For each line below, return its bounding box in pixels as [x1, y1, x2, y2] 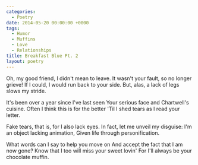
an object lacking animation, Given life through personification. [6, 129, 159, 137]
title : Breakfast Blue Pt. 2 [6, 53, 78, 59]
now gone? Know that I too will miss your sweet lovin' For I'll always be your [6, 147, 192, 154]
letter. [6, 111, 21, 119]
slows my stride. [6, 87, 46, 94]
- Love [11, 42, 28, 48]
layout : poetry [6, 58, 44, 64]
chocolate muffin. [6, 153, 49, 160]
